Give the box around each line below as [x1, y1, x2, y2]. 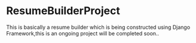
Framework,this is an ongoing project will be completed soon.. [6, 29, 160, 37]
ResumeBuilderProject [6, 4, 121, 18]
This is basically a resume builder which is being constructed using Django [6, 24, 191, 31]
